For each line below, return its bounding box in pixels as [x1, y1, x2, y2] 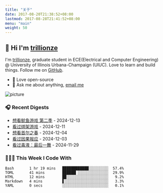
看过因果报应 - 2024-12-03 [12, 136, 67, 142]
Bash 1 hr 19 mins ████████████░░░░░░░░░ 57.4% [5, 165, 124, 171]
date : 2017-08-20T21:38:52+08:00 [5, 12, 74, 17]
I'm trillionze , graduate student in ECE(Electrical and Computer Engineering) [5, 56, 159, 62]
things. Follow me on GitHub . [5, 67, 64, 73]
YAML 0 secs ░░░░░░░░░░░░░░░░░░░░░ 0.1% [5, 183, 124, 188]
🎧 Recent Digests [5, 104, 49, 110]
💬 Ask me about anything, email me [12, 82, 84, 87]
